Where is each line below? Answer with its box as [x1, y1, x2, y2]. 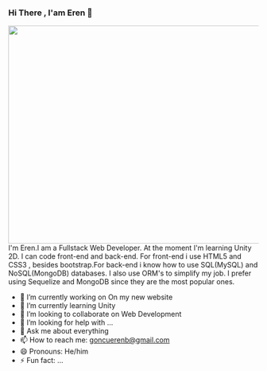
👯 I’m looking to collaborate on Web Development [19, 310, 182, 319]
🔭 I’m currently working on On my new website [19, 292, 173, 302]
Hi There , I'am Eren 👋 [8, 7, 93, 18]
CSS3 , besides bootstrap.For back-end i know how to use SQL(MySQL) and [8, 260, 258, 270]
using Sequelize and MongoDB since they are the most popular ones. [8, 277, 235, 287]
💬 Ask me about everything [19, 326, 109, 336]
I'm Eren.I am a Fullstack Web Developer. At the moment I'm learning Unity [8, 243, 252, 253]
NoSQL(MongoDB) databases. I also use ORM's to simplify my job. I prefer [8, 268, 252, 278]
